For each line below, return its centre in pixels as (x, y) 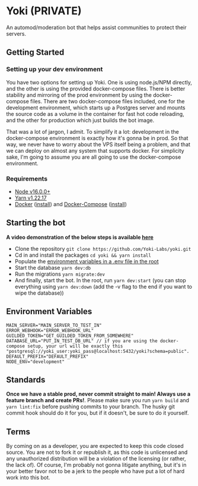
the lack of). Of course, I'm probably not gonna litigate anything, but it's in (96, 465)
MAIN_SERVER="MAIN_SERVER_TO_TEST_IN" (54, 325)
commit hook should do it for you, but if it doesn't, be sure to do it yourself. (98, 413)
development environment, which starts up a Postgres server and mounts (96, 108)
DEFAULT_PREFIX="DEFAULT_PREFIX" (47, 356)
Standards (26, 379)
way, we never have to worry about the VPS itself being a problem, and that (98, 144)
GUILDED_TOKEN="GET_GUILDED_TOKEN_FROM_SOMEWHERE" (70, 336)
